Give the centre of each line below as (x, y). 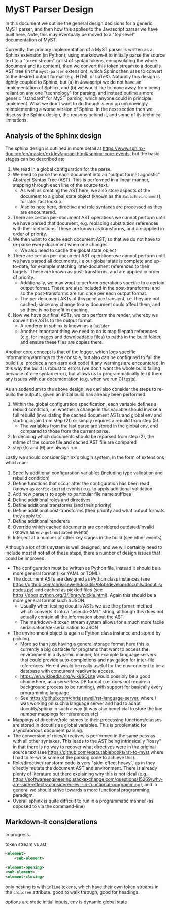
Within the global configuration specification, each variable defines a (84, 404)
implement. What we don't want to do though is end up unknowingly (77, 103)
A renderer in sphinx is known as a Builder (65, 326)
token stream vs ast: (27, 844)
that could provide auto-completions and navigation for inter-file (87, 660)
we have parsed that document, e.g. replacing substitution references (86, 223)
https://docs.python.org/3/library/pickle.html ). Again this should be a (84, 595)
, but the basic (145, 153)
